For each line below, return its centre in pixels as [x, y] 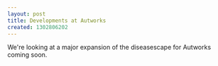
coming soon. [27, 55]
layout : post [27, 14]
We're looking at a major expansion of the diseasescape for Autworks [109, 48]
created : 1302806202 [38, 27]
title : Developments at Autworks [57, 21]
